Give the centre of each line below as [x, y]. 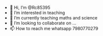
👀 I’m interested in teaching [37, 13]
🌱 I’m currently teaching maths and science [53, 18]
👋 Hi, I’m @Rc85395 [30, 8]
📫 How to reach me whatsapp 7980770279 [54, 28]
